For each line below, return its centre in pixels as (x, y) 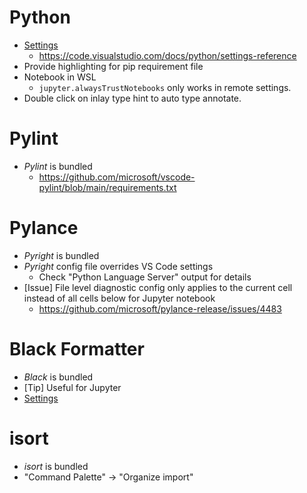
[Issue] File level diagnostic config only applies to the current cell (158, 287)
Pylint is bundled (58, 166)
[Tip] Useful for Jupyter (72, 387)
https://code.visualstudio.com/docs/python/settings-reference (167, 55)
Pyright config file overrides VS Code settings (118, 266)
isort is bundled (56, 466)
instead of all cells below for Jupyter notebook (119, 298)
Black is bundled (58, 377)
